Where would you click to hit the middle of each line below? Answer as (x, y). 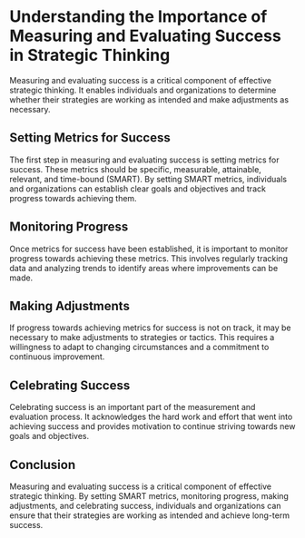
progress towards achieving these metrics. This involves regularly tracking (149, 258)
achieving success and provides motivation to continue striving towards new (152, 426)
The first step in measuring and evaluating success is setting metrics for (144, 160)
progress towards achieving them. (74, 198)
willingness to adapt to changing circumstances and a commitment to (139, 347)
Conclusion (43, 465)
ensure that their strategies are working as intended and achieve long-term (150, 515)
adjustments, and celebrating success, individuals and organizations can (145, 506)
